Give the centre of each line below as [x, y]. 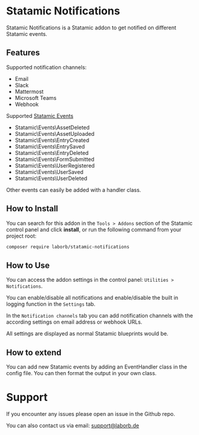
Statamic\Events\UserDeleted [51, 178]
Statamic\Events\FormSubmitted [54, 159]
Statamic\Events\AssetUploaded [54, 133]
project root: [22, 236]
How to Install [32, 209]
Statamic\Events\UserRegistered [55, 165]
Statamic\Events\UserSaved [49, 172]
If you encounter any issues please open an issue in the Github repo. [91, 414]
